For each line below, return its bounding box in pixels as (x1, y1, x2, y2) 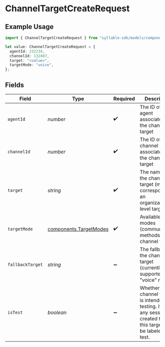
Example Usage (5, 23, 54, 31)
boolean (47, 309, 67, 316)
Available (139, 213, 161, 220)
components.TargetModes (47, 225, 109, 232)
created (139, 315, 158, 322)
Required (113, 95, 135, 102)
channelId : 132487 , (9, 53, 50, 58)
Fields (5, 80, 25, 89)
